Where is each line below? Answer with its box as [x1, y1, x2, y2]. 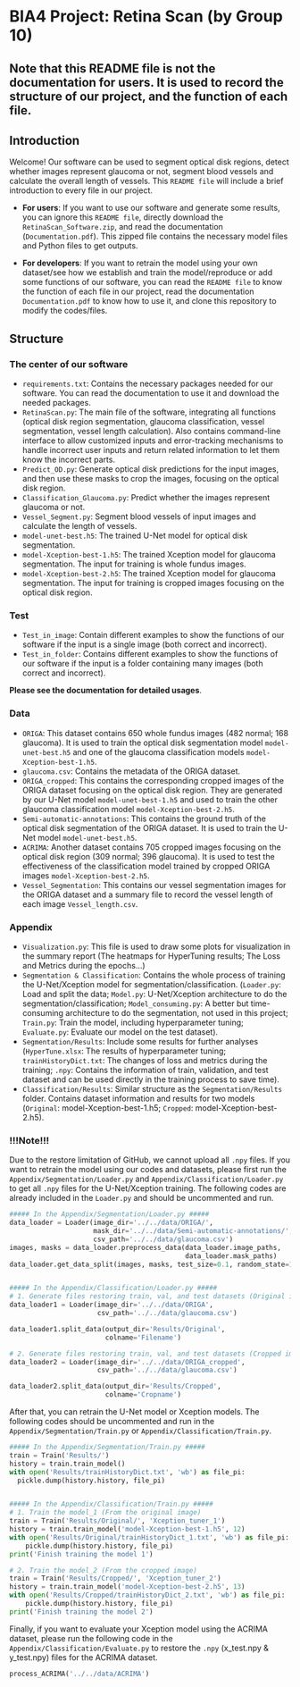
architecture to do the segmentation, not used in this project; [65, 1007, 288, 1018]
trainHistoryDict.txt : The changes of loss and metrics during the [21, 1054, 268, 1065]
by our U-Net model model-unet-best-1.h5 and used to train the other [21, 793, 279, 805]
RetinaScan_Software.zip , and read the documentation [21, 222, 223, 232]
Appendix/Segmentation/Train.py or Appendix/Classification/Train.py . [9, 1425, 272, 1436]
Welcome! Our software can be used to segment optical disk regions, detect [9, 156, 290, 167]
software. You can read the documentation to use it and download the [21, 388, 279, 399]
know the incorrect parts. [21, 454, 116, 466]
